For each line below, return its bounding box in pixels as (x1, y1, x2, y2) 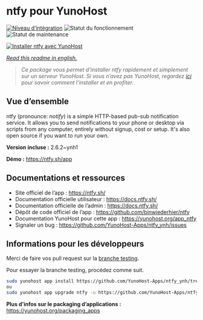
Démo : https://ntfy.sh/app (6, 155, 72, 162)
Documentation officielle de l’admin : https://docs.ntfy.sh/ (14, 202, 158, 209)
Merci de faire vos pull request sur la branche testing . (6, 255, 140, 262)
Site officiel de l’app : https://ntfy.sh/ (14, 189, 106, 196)
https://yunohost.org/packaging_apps (6, 307, 100, 314)
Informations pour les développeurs (6, 238, 144, 249)
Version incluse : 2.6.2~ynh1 (6, 144, 79, 151)
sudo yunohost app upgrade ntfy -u (6, 290, 96, 296)
